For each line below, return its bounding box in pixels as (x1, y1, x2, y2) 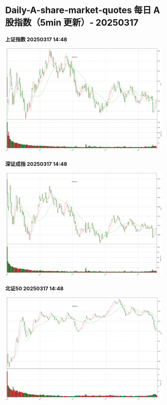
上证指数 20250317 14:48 (5, 36, 67, 43)
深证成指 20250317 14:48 (5, 160, 67, 167)
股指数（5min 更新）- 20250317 (5, 17, 139, 28)
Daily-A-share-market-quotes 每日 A (5, 4, 161, 16)
